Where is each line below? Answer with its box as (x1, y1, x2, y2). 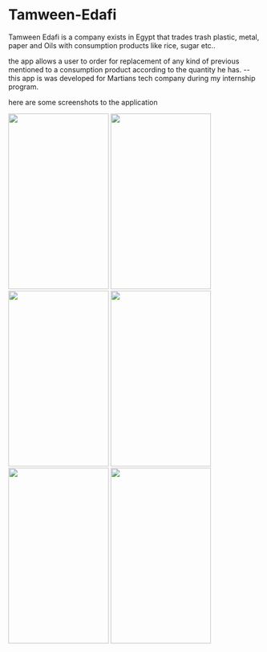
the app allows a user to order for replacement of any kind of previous (8, 56, 240, 66)
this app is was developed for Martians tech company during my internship (8, 73, 256, 83)
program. (8, 82, 39, 92)
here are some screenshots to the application (8, 97, 158, 107)
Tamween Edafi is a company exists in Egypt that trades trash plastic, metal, (8, 32, 260, 42)
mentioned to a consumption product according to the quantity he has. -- (8, 64, 250, 74)
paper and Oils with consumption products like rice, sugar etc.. (8, 40, 216, 50)
